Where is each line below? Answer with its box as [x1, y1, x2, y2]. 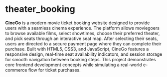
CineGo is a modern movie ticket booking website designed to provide [5, 20, 150, 26]
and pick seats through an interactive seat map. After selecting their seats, [5, 36, 158, 41]
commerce [5, 67, 27, 73]
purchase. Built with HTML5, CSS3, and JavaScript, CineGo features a [5, 46, 149, 52]
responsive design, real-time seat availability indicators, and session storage [5, 51, 163, 57]
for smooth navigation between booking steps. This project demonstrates [5, 56, 156, 62]
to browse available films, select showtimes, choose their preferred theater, [5, 30, 160, 36]
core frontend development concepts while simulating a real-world [5, 62, 142, 68]
